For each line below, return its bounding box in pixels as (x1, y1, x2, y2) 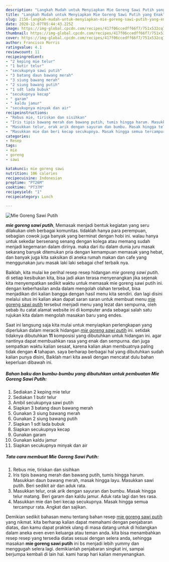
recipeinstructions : (6, 110, 49, 116)
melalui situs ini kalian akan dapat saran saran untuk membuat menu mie (6, 296, 156, 302)
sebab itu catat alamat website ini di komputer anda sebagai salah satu (6, 306, 152, 312)
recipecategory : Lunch (6, 194, 53, 199)
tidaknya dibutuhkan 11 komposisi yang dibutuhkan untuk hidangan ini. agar (6, 333, 162, 339)
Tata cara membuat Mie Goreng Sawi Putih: (6, 454, 99, 460)
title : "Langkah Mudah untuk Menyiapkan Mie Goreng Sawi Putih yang (6, 12, 152, 17)
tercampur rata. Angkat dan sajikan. (13, 504, 87, 510)
